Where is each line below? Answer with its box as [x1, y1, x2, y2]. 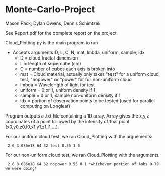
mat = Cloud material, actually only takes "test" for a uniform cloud [20, 71, 159, 77]
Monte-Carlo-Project [5, 4, 95, 15]
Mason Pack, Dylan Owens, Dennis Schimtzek [5, 20, 101, 26]
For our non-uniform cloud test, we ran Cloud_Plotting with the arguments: [5, 152, 160, 158]
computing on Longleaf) [20, 103, 71, 109]
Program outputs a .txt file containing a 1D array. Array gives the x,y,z [5, 112, 149, 119]
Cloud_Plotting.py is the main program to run [5, 39, 98, 46]
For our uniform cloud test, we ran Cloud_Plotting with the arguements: [5, 133, 153, 139]
